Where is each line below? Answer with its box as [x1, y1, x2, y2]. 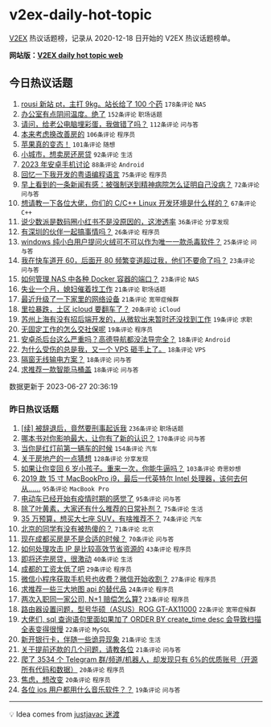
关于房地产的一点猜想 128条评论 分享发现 [20, 454, 149, 463]
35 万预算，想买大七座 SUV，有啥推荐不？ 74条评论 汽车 [20, 514, 203, 524]
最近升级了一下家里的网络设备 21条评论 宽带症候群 [20, 294, 179, 303]
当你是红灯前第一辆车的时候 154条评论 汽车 [20, 444, 158, 454]
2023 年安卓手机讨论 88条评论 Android [20, 159, 145, 169]
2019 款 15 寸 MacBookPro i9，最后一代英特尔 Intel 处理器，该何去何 [20, 474, 248, 483]
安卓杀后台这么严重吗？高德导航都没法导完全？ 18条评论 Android [20, 334, 231, 343]
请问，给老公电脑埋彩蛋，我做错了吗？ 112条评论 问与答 [20, 119, 199, 129]
